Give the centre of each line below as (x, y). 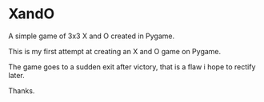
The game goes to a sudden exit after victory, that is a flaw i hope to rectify (132, 67)
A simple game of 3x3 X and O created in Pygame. (92, 36)
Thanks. (22, 90)
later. (17, 75)
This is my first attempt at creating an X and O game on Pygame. (115, 51)
